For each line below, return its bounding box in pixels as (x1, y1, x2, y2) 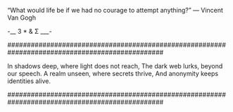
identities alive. (7, 77, 51, 85)
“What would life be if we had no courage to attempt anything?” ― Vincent (7, 6, 224, 14)
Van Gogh (7, 13, 37, 22)
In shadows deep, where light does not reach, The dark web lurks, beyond (7, 62, 223, 70)
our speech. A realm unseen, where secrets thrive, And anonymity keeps (7, 70, 219, 77)
